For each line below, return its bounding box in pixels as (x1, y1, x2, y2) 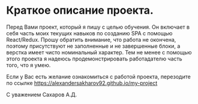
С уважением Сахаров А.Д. (6, 91, 77, 98)
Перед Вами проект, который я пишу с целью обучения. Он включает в (6, 23, 190, 30)
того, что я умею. (6, 61, 51, 69)
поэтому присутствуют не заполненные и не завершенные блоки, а (6, 42, 181, 50)
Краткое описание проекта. (6, 4, 154, 17)
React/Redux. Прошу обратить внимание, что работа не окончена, (6, 36, 176, 43)
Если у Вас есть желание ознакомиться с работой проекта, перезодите (6, 73, 191, 80)
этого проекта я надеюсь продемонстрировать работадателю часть (6, 55, 182, 62)
